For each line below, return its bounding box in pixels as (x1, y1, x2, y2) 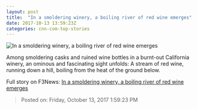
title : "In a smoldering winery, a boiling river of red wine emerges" (6, 14, 192, 20)
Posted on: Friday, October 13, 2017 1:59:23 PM (20, 96, 138, 104)
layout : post (6, 8, 39, 15)
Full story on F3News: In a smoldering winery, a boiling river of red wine (6, 78, 184, 86)
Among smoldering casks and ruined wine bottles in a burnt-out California (6, 54, 190, 61)
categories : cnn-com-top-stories (6, 25, 90, 32)
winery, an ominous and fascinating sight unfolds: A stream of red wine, (6, 60, 184, 67)
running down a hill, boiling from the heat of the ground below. (6, 67, 160, 74)
